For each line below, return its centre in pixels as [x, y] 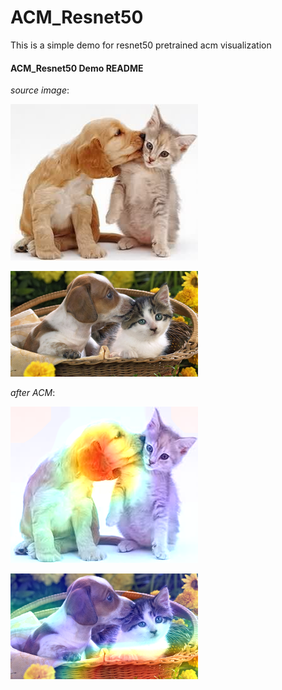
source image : [40, 90]
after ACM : [33, 393]
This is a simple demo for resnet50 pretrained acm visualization [141, 45]
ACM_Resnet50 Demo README [77, 68]
